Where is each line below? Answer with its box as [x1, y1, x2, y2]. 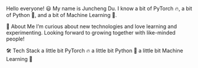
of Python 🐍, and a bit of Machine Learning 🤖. [6, 12, 117, 18]
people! [6, 35, 25, 42]
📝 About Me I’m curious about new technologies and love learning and [6, 23, 177, 30]
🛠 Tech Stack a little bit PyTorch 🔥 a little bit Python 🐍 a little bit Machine [6, 47, 183, 54]
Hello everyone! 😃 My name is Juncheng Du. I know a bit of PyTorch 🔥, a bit [6, 5, 193, 12]
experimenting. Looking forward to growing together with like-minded [6, 29, 176, 36]
